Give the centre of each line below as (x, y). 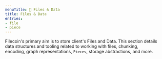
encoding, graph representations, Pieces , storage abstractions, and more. (79, 52)
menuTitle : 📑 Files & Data (32, 9)
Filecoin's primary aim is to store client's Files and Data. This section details (81, 41)
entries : (14, 18)
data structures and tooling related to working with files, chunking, (72, 46)
